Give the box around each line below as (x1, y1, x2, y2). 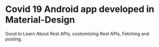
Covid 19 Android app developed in (5, 3, 155, 15)
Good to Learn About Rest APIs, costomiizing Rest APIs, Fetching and (5, 30, 149, 36)
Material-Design (5, 14, 75, 25)
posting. (5, 36, 23, 42)
